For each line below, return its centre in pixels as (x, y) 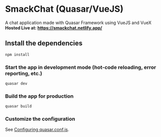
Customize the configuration (40, 119)
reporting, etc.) (24, 73)
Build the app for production (39, 96)
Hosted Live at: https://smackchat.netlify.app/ (54, 27)
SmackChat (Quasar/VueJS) (64, 9)
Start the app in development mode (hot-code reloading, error (81, 67)
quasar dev (16, 83)
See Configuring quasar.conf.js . (37, 130)
